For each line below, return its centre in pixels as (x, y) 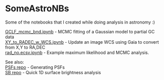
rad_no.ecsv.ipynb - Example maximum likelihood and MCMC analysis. (77, 53)
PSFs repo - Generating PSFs (35, 67)
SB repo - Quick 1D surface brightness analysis (53, 72)
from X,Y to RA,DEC (25, 47)
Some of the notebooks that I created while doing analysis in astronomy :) (80, 22)
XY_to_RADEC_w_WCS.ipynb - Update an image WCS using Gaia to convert (82, 42)
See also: (15, 62)
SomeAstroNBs (37, 9)
